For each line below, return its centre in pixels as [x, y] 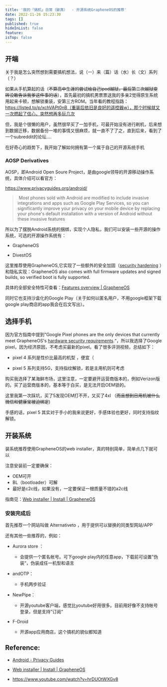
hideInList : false [24, 28]
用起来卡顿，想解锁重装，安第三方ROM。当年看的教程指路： [67, 101]
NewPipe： [24, 595]
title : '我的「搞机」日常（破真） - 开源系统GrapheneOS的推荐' [66, 10]
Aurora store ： [28, 546]
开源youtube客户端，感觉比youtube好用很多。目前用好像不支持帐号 [89, 605]
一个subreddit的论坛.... [28, 137]
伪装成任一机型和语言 [52, 563]
